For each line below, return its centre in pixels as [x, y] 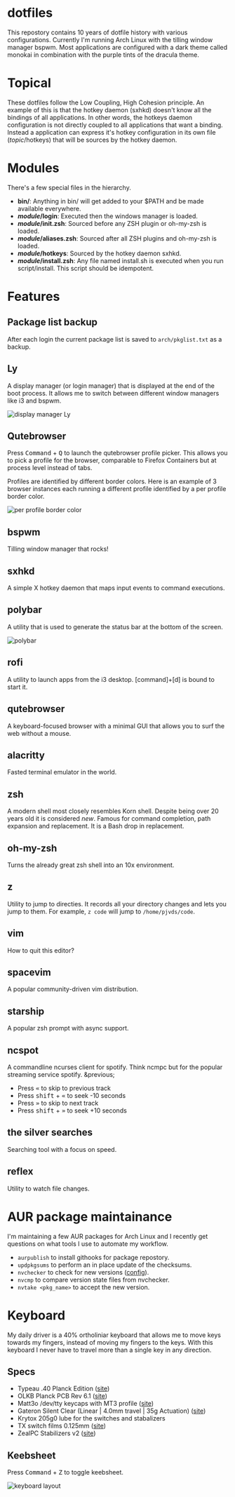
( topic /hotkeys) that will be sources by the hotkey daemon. [92, 140]
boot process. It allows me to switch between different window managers [113, 393]
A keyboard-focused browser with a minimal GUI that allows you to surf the [116, 726]
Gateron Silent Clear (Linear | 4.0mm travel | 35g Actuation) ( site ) [112, 1411]
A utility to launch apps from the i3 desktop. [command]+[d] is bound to [111, 679]
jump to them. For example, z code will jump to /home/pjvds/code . [101, 911]
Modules [33, 168]
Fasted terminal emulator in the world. [62, 772]
